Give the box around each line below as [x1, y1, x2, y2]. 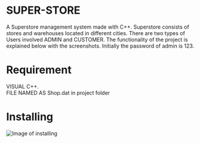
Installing [6, 110, 54, 124]
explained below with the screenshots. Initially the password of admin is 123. [6, 42, 195, 49]
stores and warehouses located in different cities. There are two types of [6, 29, 185, 36]
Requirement [6, 63, 72, 77]
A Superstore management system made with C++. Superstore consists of [6, 23, 189, 30]
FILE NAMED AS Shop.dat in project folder [6, 89, 110, 96]
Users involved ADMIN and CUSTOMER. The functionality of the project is [6, 36, 188, 43]
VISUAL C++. [6, 83, 39, 90]
